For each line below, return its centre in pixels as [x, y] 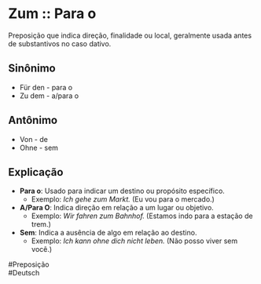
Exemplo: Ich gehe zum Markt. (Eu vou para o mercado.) [123, 199]
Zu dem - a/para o [49, 96]
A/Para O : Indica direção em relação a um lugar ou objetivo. [116, 208]
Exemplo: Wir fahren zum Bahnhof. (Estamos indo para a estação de [142, 216]
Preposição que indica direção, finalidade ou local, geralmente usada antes [130, 35]
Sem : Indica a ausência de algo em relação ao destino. [108, 233]
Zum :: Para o [52, 14]
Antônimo [33, 120]
